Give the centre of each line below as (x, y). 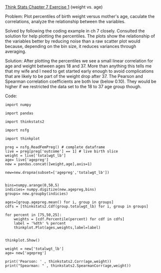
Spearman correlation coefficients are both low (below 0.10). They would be (81, 81)
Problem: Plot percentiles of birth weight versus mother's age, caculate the (80, 16)
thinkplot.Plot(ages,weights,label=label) (57, 227)
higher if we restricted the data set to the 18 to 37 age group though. (73, 86)
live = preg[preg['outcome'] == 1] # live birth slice (62, 152)
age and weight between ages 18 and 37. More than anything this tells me (78, 66)
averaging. (16, 51)
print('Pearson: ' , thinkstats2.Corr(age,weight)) (58, 261)
